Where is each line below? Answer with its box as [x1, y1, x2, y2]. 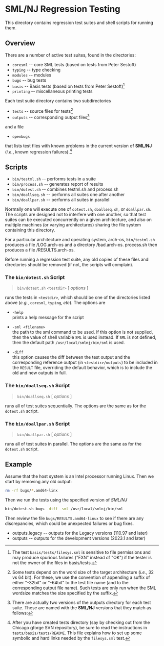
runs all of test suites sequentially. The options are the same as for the [5, 403, 146, 409]
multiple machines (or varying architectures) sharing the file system [5, 222, 141, 228]
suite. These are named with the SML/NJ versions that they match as [12, 604, 152, 611]
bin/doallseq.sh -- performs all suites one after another [12, 192, 125, 198]
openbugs [12, 134, 30, 139]
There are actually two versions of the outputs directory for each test [12, 599, 151, 605]
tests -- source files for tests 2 [12, 107, 73, 114]
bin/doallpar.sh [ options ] [17, 431, 72, 437]
